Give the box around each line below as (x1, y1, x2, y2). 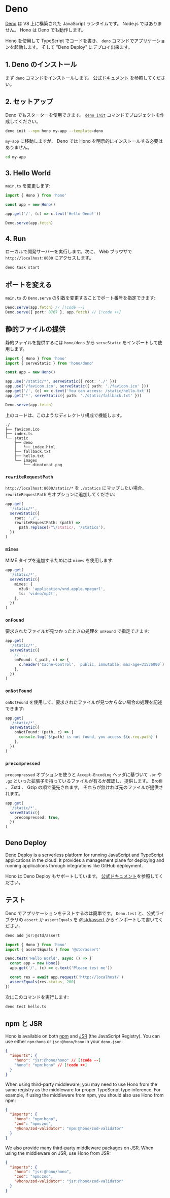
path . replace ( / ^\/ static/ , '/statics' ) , (18, 525, 106, 530)
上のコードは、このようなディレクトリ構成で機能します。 (5, 412, 125, 418)
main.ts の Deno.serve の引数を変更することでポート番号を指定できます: (5, 295, 156, 301)
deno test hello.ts (5, 1004, 47, 1009)
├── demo (14, 440, 33, 445)
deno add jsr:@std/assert (5, 933, 60, 938)
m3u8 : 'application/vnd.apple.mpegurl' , (18, 586, 106, 592)
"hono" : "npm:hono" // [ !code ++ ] (14, 1062, 87, 1067)
